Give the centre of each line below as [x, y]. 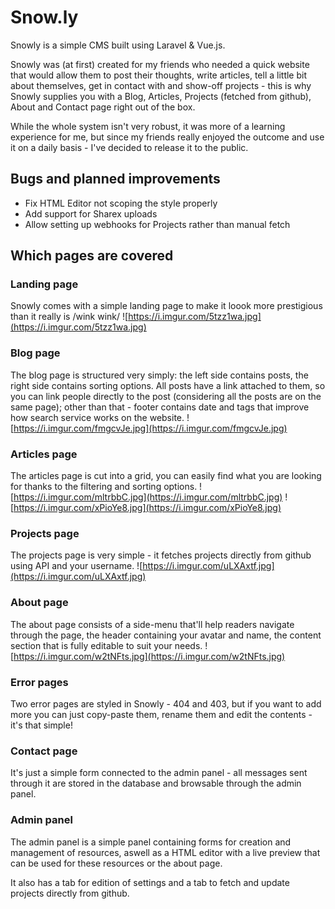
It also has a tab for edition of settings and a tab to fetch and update [150, 882]
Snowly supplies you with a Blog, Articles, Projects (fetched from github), [161, 96]
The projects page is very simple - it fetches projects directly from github [161, 555]
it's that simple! [41, 725]
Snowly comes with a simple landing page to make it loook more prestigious [166, 306]
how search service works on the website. [97, 417]
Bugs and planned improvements [115, 179]
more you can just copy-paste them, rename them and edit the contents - [161, 714]
